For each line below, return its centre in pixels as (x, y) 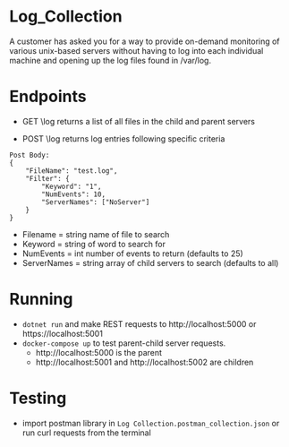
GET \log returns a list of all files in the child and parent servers (138, 121)
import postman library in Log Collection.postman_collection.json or (151, 423)
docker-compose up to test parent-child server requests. (124, 343)
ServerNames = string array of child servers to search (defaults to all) (150, 262)
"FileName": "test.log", (72, 171)
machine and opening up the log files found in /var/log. (110, 60)
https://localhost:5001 (62, 333)
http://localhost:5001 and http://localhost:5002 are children (144, 362)
